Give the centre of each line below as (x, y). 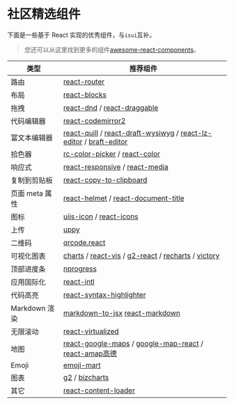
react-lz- (196, 133)
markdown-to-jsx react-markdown (122, 312)
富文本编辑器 (32, 138)
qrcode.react (84, 242)
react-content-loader (99, 390)
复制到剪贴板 (32, 180)
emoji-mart (82, 365)
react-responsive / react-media (116, 166)
